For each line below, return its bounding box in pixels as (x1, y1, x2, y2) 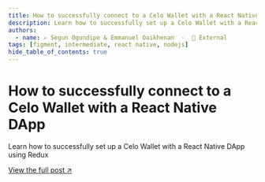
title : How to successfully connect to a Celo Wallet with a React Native (8, 11, 259, 20)
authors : (8, 26, 37, 34)
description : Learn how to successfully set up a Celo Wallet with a (8, 19, 242, 27)
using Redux (8, 150, 49, 159)
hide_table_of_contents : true (8, 48, 108, 56)
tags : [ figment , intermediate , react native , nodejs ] (8, 41, 189, 49)
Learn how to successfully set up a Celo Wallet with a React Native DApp (8, 141, 245, 150)
